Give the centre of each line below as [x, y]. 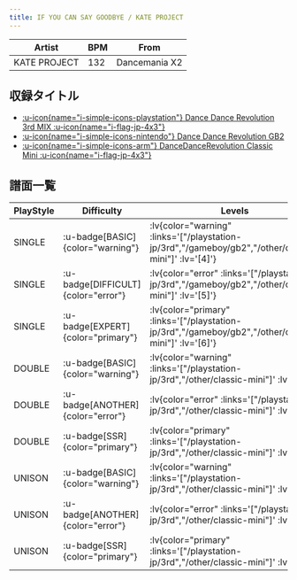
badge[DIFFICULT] [102, 284]
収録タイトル [44, 96]
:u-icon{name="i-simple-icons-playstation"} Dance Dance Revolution [148, 118]
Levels [235, 211]
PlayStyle [34, 211]
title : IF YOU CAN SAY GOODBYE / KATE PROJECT [96, 17]
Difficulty [102, 211]
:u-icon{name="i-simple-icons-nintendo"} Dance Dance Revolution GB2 [153, 136]
